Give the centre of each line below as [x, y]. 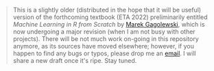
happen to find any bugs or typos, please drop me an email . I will [104, 53]
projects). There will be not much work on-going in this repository [106, 39]
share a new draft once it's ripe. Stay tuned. [75, 60]
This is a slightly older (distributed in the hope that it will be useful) [107, 10]
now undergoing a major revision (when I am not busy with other [104, 31]
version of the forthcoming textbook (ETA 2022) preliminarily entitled [110, 17]
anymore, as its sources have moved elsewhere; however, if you [104, 46]
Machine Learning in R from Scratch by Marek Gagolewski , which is [109, 24]
